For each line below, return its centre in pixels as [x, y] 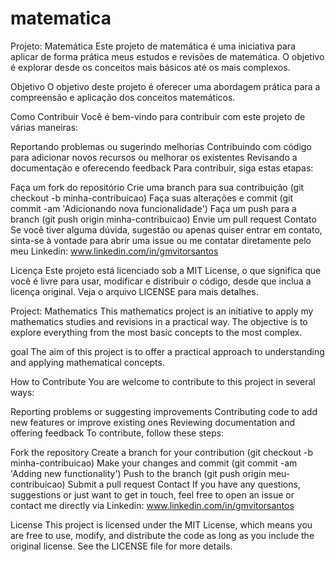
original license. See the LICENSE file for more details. [121, 546]
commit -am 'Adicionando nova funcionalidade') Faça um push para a [153, 208]
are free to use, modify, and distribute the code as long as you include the [162, 535]
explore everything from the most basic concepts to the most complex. [156, 332]
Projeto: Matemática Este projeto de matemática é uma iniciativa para [153, 46]
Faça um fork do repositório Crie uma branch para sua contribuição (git [157, 187]
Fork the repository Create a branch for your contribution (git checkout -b [161, 452]
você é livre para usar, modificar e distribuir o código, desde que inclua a [161, 281]
